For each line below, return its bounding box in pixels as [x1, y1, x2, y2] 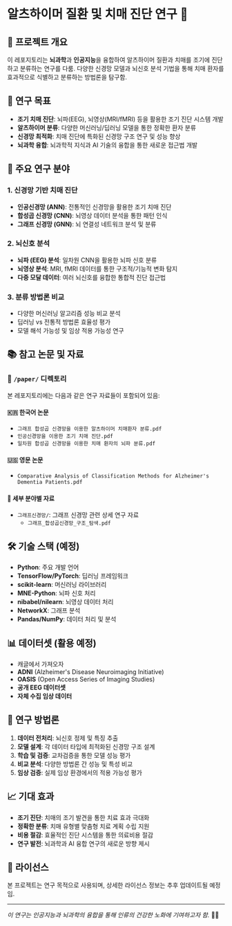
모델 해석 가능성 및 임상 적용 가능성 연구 [17, 327, 124, 335]
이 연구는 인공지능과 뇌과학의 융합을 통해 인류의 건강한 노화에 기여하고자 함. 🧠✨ [7, 911, 220, 919]
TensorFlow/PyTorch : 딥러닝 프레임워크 [17, 572, 129, 580]
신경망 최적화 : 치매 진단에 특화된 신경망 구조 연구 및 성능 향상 [17, 132, 181, 140]
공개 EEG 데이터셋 [17, 683, 66, 692]
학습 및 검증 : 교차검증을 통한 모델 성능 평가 [17, 751, 131, 759]
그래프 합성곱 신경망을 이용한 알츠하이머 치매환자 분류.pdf [17, 425, 162, 433]
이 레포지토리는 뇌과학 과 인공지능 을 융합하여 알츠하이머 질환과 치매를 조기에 [7, 56, 211, 64]
